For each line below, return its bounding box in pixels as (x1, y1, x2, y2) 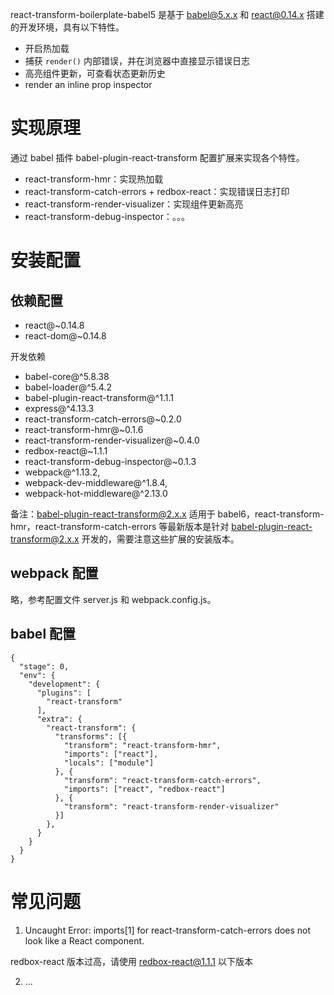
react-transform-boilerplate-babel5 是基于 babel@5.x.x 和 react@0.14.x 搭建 (10, 9, 325, 20)
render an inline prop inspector (24, 79, 153, 90)
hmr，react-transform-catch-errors (10, 520, 157, 532)
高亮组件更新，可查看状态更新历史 (24, 68, 166, 79)
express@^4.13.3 (24, 402, 95, 414)
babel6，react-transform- (217, 508, 325, 520)
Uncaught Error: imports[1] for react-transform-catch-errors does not (24, 924, 312, 936)
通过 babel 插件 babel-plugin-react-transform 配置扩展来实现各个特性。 (10, 151, 305, 163)
